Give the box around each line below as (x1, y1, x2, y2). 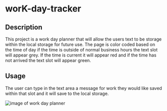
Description (5, 23, 42, 31)
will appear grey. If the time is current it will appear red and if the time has (5, 52, 157, 58)
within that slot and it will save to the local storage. (5, 90, 109, 96)
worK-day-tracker (5, 3, 81, 14)
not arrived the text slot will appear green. (5, 57, 91, 63)
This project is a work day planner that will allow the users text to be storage (5, 36, 162, 42)
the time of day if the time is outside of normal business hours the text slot (5, 47, 158, 52)
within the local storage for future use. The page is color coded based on (5, 41, 156, 47)
